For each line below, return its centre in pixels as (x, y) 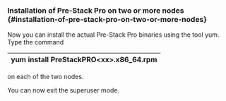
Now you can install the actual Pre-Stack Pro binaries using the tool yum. (113, 35)
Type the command (36, 42)
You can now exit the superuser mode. (64, 90)
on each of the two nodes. (46, 77)
